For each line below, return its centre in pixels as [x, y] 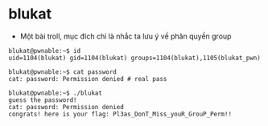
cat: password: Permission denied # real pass [88, 79]
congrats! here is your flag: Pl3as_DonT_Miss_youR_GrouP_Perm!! [120, 114]
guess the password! [43, 100]
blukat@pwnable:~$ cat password [62, 72]
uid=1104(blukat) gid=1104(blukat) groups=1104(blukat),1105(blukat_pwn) [135, 58]
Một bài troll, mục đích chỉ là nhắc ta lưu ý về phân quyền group [126, 36]
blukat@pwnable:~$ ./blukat [56, 93]
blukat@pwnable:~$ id [45, 51]
